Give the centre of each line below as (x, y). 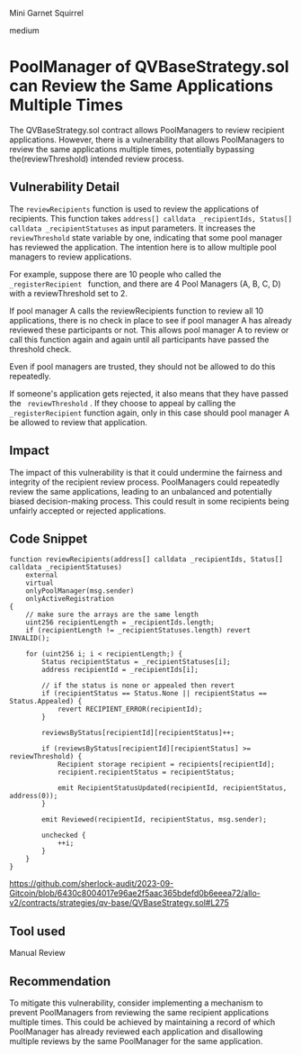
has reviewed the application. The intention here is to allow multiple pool (143, 247)
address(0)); (34, 796)
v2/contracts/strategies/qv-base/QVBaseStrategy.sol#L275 (119, 903)
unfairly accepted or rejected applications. (88, 510)
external (42, 576)
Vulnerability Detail (64, 187)
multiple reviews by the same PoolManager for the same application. (136, 1041)
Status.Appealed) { (46, 702)
